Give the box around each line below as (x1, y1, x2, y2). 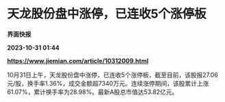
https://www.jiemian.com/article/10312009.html (7, 56, 149, 65)
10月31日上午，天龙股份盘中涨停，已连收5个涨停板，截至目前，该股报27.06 (7, 71, 219, 79)
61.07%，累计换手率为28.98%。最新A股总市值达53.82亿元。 (7, 88, 178, 96)
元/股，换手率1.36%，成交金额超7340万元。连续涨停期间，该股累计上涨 (7, 79, 209, 87)
